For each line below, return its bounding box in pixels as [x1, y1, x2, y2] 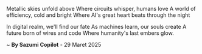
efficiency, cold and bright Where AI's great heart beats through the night [6, 11, 190, 19]
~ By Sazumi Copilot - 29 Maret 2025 [6, 41, 102, 48]
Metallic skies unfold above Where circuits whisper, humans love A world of [6, 5, 196, 12]
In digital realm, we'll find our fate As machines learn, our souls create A [6, 23, 187, 30]
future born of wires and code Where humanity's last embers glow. [6, 29, 175, 37]
